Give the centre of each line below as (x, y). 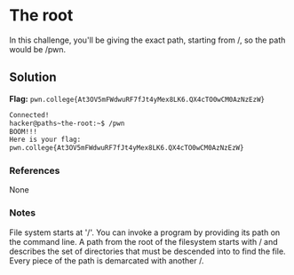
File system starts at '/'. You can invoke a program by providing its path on (145, 232)
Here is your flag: (45, 140)
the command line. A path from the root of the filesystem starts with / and (143, 241)
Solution (33, 78)
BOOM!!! (24, 131)
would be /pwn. (38, 49)
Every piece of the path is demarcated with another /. (107, 260)
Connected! (29, 115)
